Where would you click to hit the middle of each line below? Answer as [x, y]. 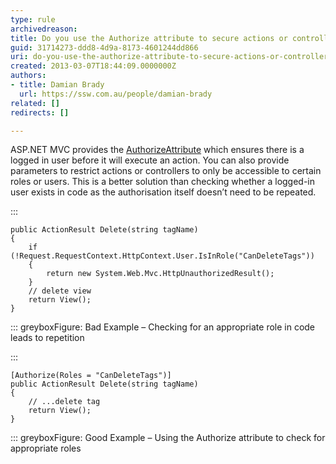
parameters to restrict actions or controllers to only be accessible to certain [166, 171]
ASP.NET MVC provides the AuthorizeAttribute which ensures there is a [157, 150]
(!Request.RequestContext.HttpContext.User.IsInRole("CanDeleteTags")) [162, 256]
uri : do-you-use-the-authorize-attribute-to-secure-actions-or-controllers [171, 57]
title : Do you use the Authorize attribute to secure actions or [149, 38]
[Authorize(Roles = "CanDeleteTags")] [91, 376]
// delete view [60, 291]
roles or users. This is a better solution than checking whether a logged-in [163, 182]
